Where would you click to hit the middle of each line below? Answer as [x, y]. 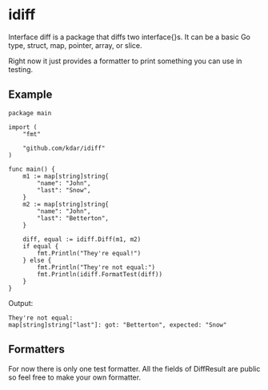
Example [30, 95]
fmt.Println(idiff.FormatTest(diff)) [100, 274]
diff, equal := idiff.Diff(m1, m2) [82, 239]
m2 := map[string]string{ [66, 204]
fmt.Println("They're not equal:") [96, 267]
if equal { [41, 246]
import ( [23, 127]
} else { [37, 260]
